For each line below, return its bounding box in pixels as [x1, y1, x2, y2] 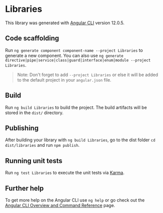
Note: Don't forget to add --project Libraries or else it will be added [17, 72, 159, 78]
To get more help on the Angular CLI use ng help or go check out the [5, 197, 145, 203]
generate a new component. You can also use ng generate [5, 52, 124, 58]
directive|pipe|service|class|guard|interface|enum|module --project [5, 58, 151, 63]
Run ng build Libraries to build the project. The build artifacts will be [5, 104, 147, 110]
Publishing [5, 124, 39, 132]
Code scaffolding [5, 34, 59, 43]
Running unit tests [5, 157, 63, 165]
